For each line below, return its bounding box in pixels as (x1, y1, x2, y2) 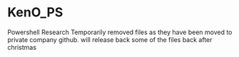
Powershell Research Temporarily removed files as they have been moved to (7, 28, 233, 36)
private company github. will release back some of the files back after (7, 35, 213, 43)
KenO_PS (7, 4, 63, 21)
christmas (7, 43, 37, 51)
